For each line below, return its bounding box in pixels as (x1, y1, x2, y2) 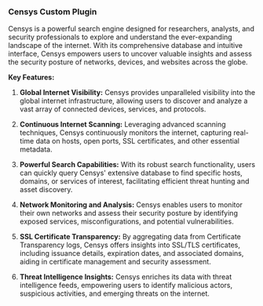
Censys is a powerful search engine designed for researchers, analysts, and (8, 24, 255, 34)
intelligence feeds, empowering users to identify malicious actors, (19, 281, 233, 290)
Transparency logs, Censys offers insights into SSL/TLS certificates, (19, 240, 241, 250)
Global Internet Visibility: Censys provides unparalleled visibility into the (19, 88, 256, 97)
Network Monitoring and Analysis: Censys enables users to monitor (19, 200, 243, 209)
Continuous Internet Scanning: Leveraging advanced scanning (19, 120, 226, 129)
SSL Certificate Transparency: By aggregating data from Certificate (19, 232, 242, 242)
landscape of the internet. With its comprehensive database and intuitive (8, 41, 243, 50)
